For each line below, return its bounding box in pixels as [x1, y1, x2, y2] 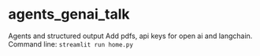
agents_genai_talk [8, 5, 130, 23]
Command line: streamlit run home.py [8, 39, 134, 48]
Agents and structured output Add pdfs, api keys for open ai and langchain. [8, 31, 253, 40]
